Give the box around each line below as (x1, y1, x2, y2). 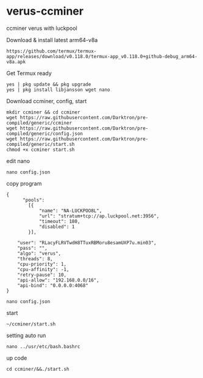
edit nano (6, 157, 30, 164)
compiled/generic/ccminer (6, 120, 72, 126)
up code (6, 354, 27, 362)
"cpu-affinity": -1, (17, 266, 69, 272)
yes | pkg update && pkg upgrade (6, 81, 91, 87)
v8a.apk (6, 59, 26, 65)
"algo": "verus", (17, 250, 62, 256)
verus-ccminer (6, 4, 84, 18)
